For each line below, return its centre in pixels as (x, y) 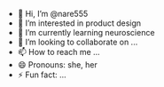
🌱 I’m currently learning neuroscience (86, 32)
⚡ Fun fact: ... (42, 75)
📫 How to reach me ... (59, 52)
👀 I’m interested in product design (79, 23)
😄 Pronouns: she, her (57, 65)
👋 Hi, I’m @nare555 (53, 14)
